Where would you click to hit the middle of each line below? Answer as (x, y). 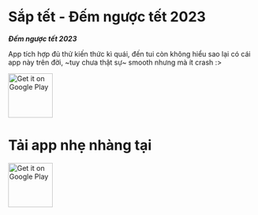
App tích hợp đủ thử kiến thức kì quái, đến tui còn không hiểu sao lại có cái (129, 54)
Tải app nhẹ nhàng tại (80, 145)
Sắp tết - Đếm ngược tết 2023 (107, 17)
